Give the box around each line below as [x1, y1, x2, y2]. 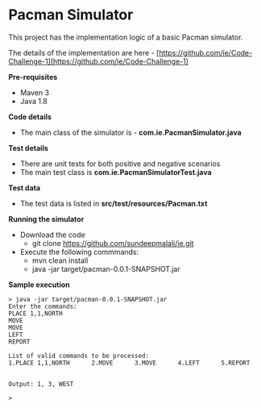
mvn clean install [31, 256, 89, 265]
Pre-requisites [8, 72, 58, 81]
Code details [8, 111, 52, 122]
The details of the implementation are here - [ [8, 48, 159, 57]
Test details [8, 143, 48, 152]
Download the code [19, 230, 86, 239]
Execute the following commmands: [19, 247, 139, 256]
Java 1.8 [19, 96, 48, 106]
